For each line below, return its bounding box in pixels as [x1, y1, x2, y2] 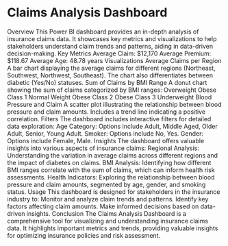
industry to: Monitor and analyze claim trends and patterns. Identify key [7, 195, 209, 203]
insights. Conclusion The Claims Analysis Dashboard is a [26, 209, 187, 217]
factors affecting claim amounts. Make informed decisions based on [7, 202, 199, 210]
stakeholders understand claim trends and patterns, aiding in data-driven [7, 42, 214, 50]
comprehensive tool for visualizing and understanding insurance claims [7, 217, 209, 225]
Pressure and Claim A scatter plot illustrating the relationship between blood [7, 100, 222, 108]
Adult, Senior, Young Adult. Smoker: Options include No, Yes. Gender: [7, 129, 204, 138]
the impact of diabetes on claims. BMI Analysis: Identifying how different [7, 158, 212, 167]
